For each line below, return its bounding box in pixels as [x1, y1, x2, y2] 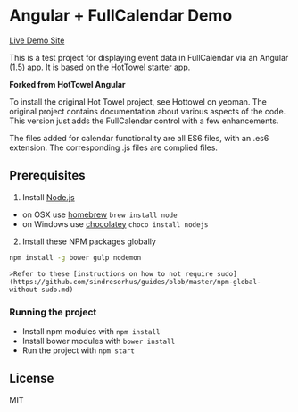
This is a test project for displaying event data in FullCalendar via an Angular [9, 52, 289, 63]
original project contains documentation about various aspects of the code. [9, 105, 286, 116]
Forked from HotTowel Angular [9, 79, 127, 89]
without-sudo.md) [9, 285, 74, 294]
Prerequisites [9, 168, 86, 183]
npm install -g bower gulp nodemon [9, 253, 142, 262]
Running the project [9, 306, 97, 318]
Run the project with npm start [21, 345, 136, 356]
